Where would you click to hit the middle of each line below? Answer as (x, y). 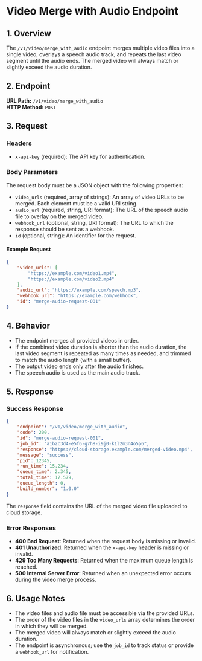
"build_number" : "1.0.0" (48, 488)
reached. (26, 567)
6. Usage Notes (36, 598)
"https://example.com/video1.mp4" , (73, 273)
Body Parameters (32, 172)
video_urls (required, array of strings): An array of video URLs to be (99, 197)
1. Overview (29, 34)
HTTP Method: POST (31, 107)
